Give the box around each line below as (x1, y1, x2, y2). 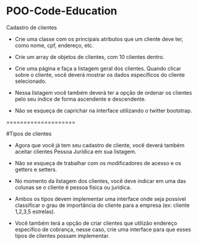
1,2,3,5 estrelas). (14, 207, 55, 215)
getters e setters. (14, 166, 57, 173)
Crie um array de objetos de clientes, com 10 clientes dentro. (14, 53, 165, 60)
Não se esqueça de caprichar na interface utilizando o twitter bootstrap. (14, 107, 193, 114)
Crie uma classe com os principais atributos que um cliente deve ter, (14, 35, 184, 42)
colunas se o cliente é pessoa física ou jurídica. (14, 184, 132, 191)
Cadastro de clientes (6, 24, 57, 31)
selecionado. (14, 77, 47, 85)
